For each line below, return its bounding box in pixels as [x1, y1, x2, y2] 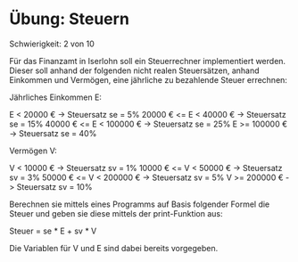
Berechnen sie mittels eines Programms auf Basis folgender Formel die [9, 199, 270, 209]
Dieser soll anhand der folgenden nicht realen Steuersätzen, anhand [9, 65, 261, 76]
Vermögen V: [9, 145, 58, 156]
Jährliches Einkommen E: [9, 92, 103, 102]
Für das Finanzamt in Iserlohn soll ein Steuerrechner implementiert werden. [9, 55, 286, 66]
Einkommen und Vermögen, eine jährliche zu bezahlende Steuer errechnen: [9, 74, 288, 85]
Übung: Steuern [9, 9, 129, 29]
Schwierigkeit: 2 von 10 [9, 38, 95, 49]
